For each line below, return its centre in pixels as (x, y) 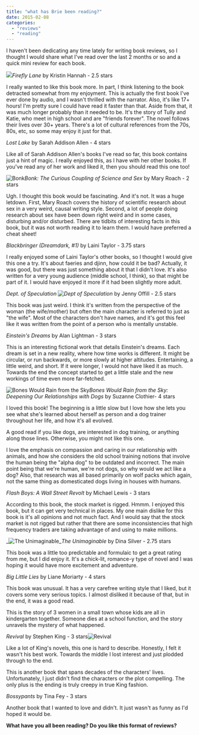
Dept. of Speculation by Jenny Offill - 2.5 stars (91, 294)
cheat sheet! (21, 234)
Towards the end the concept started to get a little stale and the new (90, 372)
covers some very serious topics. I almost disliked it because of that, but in (98, 595)
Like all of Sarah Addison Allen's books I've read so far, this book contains (97, 154)
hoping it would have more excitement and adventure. (72, 565)
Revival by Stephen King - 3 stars (47, 636)
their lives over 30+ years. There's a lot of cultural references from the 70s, (98, 125)
